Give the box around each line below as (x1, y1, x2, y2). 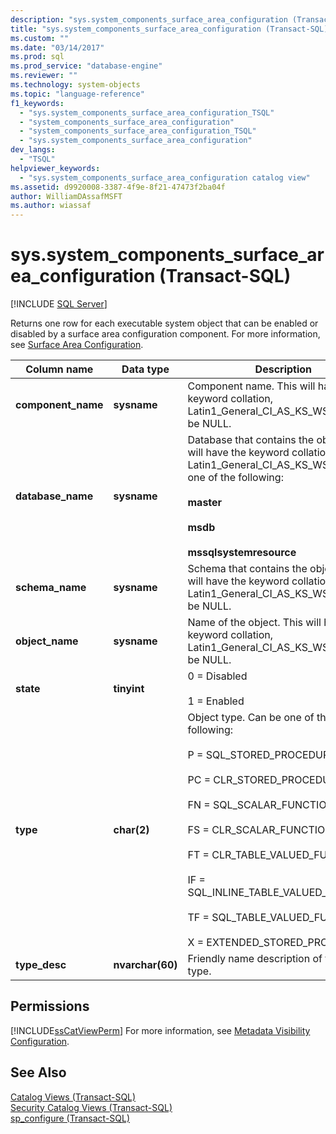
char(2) (113, 823, 150, 837)
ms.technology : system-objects (10, 80, 141, 90)
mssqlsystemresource (187, 546, 297, 560)
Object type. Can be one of (187, 711, 315, 725)
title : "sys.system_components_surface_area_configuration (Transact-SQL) (10, 24, 329, 34)
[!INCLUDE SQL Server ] (10, 298, 108, 310)
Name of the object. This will (187, 616, 322, 630)
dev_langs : (10, 145, 56, 155)
